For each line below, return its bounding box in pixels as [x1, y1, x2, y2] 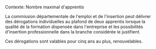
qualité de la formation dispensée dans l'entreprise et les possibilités [5, 24, 143, 30]
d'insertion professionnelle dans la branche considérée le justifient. [5, 29, 141, 34]
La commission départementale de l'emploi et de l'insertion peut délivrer [5, 14, 151, 19]
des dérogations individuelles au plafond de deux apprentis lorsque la [5, 19, 146, 24]
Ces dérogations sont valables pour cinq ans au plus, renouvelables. [5, 38, 143, 44]
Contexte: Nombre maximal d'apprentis [5, 4, 84, 10]
